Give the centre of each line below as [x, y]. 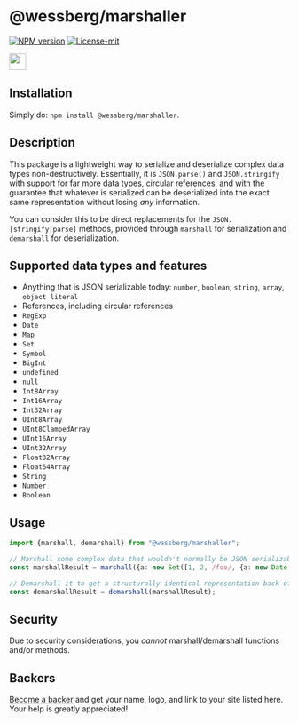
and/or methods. [40, 650]
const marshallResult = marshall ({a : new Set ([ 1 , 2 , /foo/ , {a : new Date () [152, 567]
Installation [41, 94]
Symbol [34, 354]
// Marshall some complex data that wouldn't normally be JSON [129, 560]
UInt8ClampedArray [56, 429]
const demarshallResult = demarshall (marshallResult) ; [113, 592]
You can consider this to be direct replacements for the [110, 218]
